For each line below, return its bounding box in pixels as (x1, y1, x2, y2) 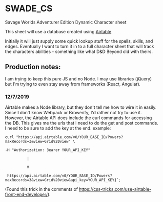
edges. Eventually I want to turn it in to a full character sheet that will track (5, 43, 154, 49)
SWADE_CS (5, 3, 53, 14)
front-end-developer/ (5, 192, 48, 198)
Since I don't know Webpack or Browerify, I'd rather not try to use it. (5, 110, 142, 116)
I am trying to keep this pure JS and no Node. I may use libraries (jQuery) (5, 76, 152, 81)
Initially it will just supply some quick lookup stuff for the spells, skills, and (5, 38, 153, 44)
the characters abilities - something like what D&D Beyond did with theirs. (5, 49, 153, 54)
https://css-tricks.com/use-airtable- (79, 186, 152, 192)
